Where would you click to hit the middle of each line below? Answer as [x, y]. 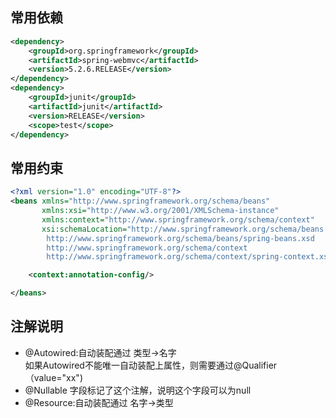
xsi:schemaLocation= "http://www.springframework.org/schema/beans [183, 229]
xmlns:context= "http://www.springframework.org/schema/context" [178, 219]
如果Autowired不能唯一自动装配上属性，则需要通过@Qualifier [151, 365]
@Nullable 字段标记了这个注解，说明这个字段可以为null [138, 390]
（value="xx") [53, 377]
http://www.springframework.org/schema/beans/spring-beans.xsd [180, 238]
